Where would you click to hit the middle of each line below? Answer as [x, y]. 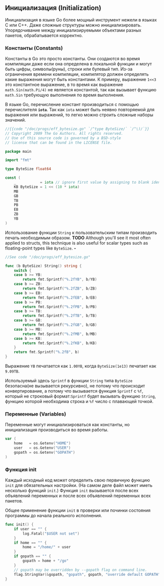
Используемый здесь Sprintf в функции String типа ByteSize [69, 381]
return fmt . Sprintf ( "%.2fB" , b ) [47, 352]
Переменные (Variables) [36, 414]
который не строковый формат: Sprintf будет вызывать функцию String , [81, 396]
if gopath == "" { [32, 556]
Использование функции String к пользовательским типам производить [81, 232]
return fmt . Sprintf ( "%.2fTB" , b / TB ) [60, 316]
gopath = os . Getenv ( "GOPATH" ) [45, 453]
